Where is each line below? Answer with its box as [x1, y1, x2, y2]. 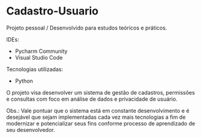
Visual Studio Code [14, 54, 63, 61]
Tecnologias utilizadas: [6, 65, 63, 73]
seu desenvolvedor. [6, 126, 56, 133]
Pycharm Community [14, 47, 68, 55]
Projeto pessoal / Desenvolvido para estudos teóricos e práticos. [6, 24, 167, 31]
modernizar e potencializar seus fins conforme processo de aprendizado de [6, 119, 196, 127]
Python [14, 77, 33, 84]
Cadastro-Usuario [6, 4, 98, 18]
